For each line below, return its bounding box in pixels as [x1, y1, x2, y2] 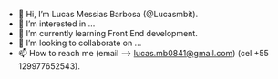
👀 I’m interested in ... [17, 18, 96, 29]
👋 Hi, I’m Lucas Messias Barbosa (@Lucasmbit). [17, 9, 199, 19]
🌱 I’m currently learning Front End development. [17, 28, 198, 38]
